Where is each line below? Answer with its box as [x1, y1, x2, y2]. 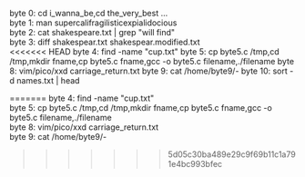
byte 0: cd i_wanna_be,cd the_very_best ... [9, 8, 168, 18]
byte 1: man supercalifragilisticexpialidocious [9, 17, 178, 28]
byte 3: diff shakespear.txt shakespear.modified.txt [9, 36, 200, 47]
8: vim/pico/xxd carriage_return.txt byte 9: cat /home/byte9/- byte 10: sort [9, 65, 289, 76]
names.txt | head [16, 75, 80, 85]
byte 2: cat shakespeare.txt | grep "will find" [9, 27, 176, 37]
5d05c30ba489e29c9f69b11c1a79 [168, 149, 296, 160]
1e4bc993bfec [168, 159, 223, 169]
